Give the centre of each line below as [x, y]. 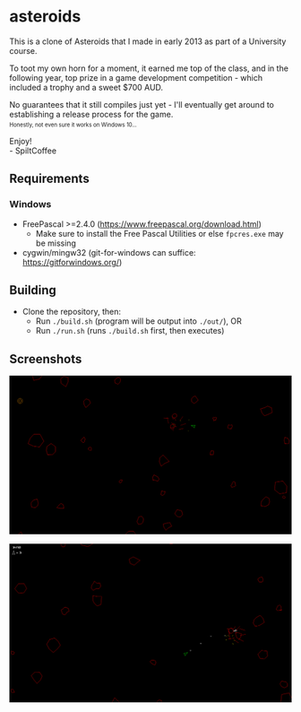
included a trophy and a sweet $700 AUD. [86, 87]
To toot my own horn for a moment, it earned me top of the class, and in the [149, 68]
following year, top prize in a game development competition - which [136, 77]
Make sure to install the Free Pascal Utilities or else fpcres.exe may [159, 233]
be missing [56, 243]
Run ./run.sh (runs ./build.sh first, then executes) [130, 331]
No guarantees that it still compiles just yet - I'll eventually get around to [142, 104]
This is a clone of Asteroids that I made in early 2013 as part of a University [148, 41]
